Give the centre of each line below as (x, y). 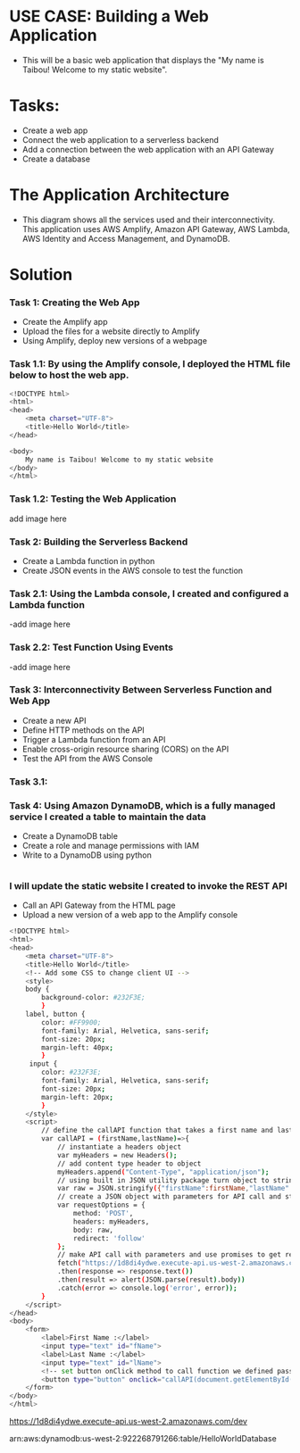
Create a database (56, 159)
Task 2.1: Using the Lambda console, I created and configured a (149, 594)
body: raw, (93, 1230)
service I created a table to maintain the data (108, 817)
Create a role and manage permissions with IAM (110, 846)
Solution (41, 275)
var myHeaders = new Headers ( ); (117, 1155)
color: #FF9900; (71, 1022)
